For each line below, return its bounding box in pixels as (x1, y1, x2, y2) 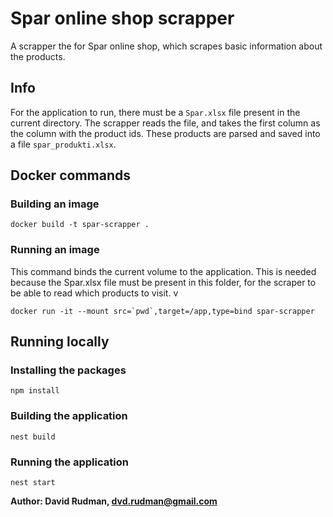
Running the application (10, 455, 129, 469)
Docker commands (10, 167, 131, 184)
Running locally (10, 333, 110, 351)
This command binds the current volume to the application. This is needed (10, 265, 317, 277)
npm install (10, 386, 60, 396)
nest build (10, 432, 56, 442)
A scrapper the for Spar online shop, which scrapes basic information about (10, 40, 323, 52)
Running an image (10, 243, 100, 257)
